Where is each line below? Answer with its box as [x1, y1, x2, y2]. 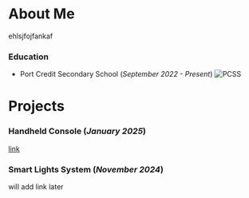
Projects [8, 97, 65, 116]
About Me [8, 5, 75, 23]
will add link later [8, 182, 64, 192]
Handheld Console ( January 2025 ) [8, 125, 146, 137]
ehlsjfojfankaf [8, 31, 53, 41]
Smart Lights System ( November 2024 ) [8, 164, 164, 175]
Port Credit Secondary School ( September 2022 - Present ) [19, 69, 213, 79]
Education [8, 51, 49, 62]
